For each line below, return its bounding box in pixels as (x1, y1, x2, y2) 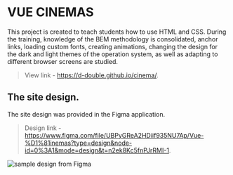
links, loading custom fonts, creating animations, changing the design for (7, 42, 218, 51)
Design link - (24, 124, 62, 132)
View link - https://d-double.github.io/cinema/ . (24, 71, 159, 79)
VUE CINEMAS (7, 4, 94, 20)
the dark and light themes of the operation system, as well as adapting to (7, 50, 218, 58)
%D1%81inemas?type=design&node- (24, 138, 132, 147)
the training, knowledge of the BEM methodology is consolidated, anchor (7, 34, 218, 43)
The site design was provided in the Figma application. (7, 110, 166, 118)
